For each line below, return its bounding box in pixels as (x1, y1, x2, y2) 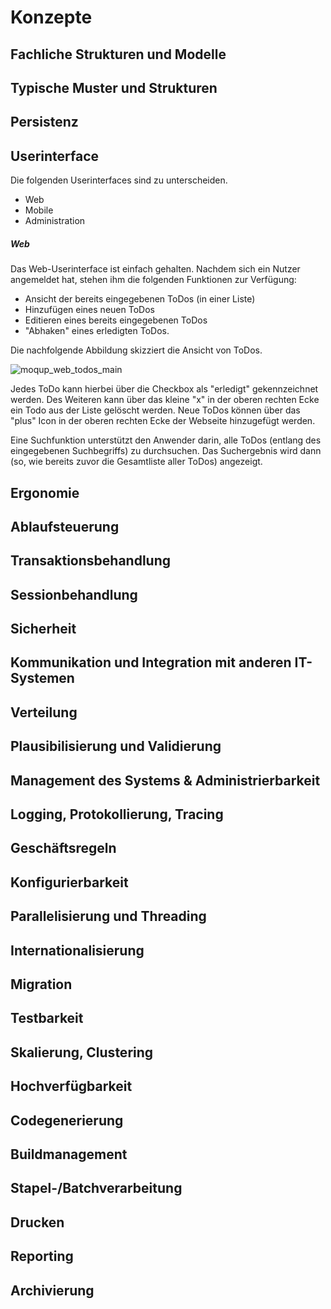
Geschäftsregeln (10, 840, 117, 857)
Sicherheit (10, 621, 77, 638)
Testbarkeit (10, 1010, 84, 1027)
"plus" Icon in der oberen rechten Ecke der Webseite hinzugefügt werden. (10, 415, 316, 427)
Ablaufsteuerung (10, 518, 120, 535)
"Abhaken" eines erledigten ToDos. (24, 325, 170, 337)
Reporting (10, 1248, 74, 1265)
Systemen (10, 670, 75, 687)
